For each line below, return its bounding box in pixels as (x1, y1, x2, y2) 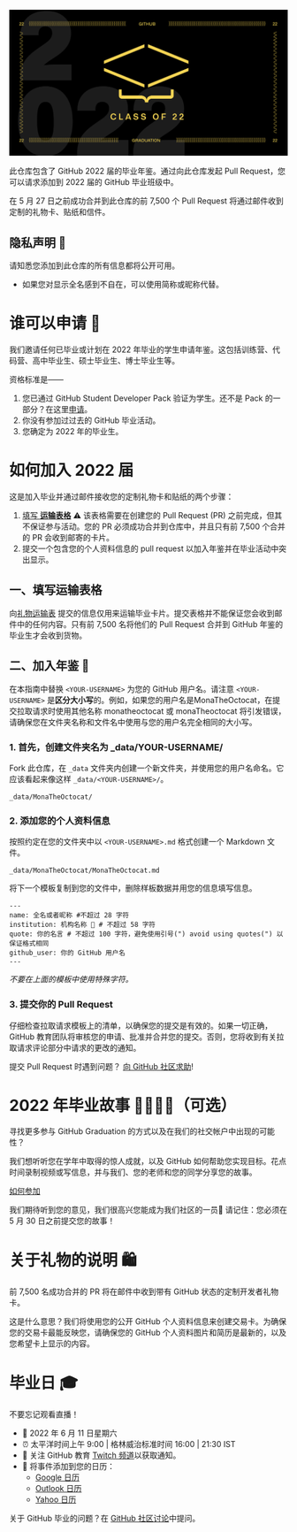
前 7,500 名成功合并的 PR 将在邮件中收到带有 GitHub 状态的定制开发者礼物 (9, 1286, 279, 1297)
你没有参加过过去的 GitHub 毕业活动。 (21, 415, 161, 425)
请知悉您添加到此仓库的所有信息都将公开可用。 (9, 260, 179, 271)
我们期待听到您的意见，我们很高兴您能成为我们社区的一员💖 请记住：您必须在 (9, 1205, 288, 1215)
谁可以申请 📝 (9, 313, 102, 333)
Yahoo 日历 (34, 1494, 77, 1505)
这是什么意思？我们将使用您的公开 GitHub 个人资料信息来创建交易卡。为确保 (9, 1316, 287, 1327)
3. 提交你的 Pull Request (9, 999, 113, 1011)
